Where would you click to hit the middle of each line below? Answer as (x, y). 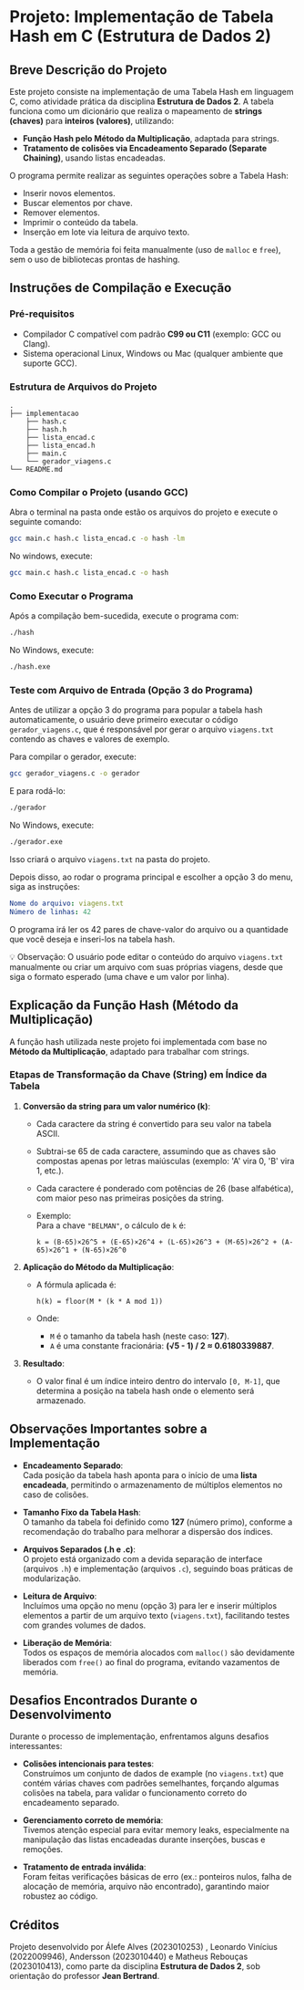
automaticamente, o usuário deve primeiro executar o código (124, 720)
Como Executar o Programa (71, 596)
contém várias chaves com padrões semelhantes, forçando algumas (151, 1783)
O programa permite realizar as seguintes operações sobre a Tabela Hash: (149, 176)
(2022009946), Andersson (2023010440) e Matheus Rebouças (129, 1957)
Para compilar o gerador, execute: (73, 757)
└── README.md (36, 469)
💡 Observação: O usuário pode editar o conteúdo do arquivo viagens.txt (147, 956)
